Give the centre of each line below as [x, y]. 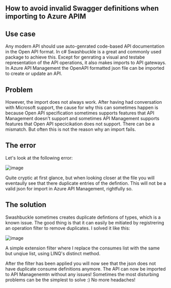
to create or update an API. [34, 73]
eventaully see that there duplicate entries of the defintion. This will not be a [86, 183]
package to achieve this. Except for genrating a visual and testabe [75, 57]
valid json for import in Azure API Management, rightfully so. [69, 188]
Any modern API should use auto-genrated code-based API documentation [85, 46]
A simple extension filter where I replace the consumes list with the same [83, 248]
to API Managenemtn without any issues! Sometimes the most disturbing [82, 274]
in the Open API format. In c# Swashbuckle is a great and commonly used [83, 52]
